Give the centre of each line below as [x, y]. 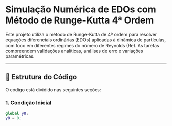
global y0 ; [17, 114]
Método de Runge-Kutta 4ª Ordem [80, 20]
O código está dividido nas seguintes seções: [53, 89]
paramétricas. [20, 56]
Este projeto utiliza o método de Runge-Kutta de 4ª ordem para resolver [81, 34]
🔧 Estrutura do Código [41, 77]
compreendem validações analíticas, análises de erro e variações [74, 51]
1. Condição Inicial [28, 102]
